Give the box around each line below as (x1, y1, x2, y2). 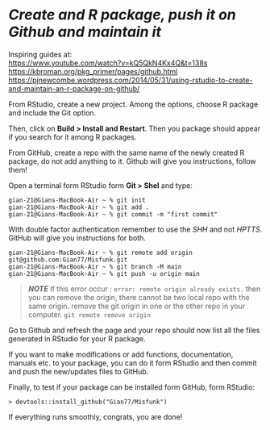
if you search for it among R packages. (8, 132, 137, 142)
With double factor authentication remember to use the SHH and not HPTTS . (8, 224, 263, 234)
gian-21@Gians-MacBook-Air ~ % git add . (8, 203, 150, 211)
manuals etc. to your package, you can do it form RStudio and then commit (8, 357, 257, 368)
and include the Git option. (8, 107, 97, 118)
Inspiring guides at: (8, 49, 73, 59)
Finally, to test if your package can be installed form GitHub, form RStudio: (8, 382, 255, 392)
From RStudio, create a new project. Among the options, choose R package (8, 99, 259, 109)
